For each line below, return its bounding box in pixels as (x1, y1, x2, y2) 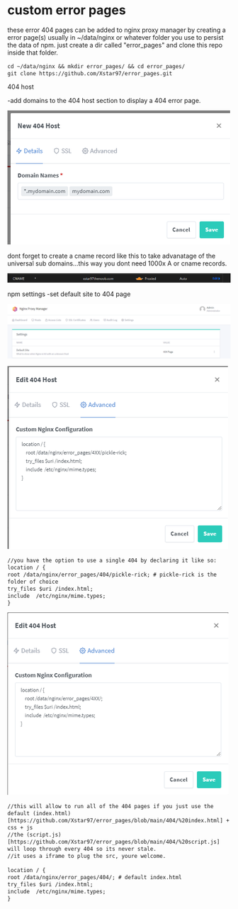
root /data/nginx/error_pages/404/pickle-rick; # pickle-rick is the (7, 571, 217, 578)
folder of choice (7, 578, 59, 585)
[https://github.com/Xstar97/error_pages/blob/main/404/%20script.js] (7, 838, 220, 845)
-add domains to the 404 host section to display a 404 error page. (7, 96, 201, 104)
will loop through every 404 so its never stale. (7, 845, 157, 852)
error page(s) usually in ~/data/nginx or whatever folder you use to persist (7, 33, 225, 41)
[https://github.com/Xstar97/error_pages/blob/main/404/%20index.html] (7, 817, 223, 824)
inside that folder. (7, 48, 59, 57)
